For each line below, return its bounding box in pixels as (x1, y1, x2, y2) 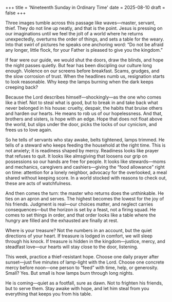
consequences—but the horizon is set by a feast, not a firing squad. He (5, 207, 156, 212)
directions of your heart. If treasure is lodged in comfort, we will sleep (5, 233, 153, 239)
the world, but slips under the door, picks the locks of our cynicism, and (5, 122, 157, 127)
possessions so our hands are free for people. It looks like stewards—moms (5, 158, 166, 165)
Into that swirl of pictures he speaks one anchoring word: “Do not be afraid (5, 42, 164, 48)
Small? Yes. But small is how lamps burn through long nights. (5, 270, 134, 276)
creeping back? (5, 84, 39, 90)
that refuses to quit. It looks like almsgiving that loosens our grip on (5, 153, 148, 159)
